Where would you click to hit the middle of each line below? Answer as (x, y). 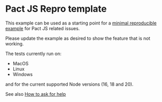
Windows (23, 74)
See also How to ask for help (36, 94)
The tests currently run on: (33, 54)
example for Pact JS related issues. (43, 28)
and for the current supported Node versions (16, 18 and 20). (69, 84)
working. (15, 43)
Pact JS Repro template (56, 9)
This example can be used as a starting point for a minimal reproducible (81, 23)
